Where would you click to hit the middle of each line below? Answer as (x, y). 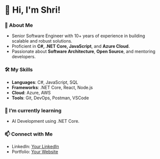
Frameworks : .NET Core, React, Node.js (52, 87)
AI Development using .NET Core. (46, 121)
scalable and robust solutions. (42, 41)
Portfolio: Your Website (35, 152)
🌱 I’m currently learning (33, 111)
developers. (24, 57)
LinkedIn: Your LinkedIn (35, 147)
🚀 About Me (19, 25)
